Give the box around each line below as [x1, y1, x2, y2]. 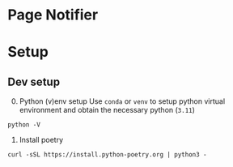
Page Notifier [7, 6, 99, 24]
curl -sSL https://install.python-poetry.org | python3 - [7, 151, 207, 159]
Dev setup [7, 75, 61, 88]
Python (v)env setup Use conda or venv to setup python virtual [19, 96, 226, 106]
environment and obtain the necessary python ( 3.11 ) [19, 105, 196, 115]
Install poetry [19, 135, 64, 145]
